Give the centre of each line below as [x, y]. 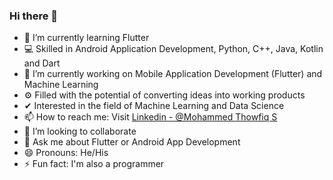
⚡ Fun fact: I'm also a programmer [94, 164]
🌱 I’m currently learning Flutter [86, 38]
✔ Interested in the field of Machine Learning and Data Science [154, 106]
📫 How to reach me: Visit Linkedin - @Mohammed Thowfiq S [150, 117]
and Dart [42, 63]
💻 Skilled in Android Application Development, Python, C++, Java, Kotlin [173, 49]
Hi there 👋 [34, 16]
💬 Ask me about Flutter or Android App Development [132, 142]
